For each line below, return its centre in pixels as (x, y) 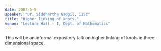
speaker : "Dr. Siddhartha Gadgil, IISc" (48, 14)
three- (150, 38)
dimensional (18, 43)
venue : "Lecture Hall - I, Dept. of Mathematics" (58, 24)
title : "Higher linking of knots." (42, 19)
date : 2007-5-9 (21, 10)
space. (38, 43)
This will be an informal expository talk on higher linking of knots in (74, 38)
